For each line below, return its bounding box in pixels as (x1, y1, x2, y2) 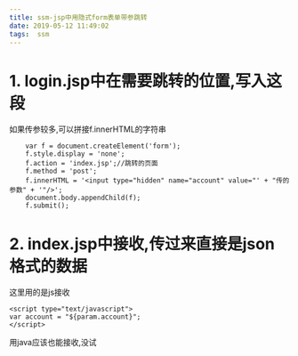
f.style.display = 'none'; (25, 150, 125, 158)
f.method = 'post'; (25, 166, 98, 176)
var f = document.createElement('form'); (25, 142, 181, 151)
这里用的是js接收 (9, 287, 70, 298)
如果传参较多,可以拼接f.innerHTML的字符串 (9, 124, 167, 134)
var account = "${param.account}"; (9, 312, 141, 321)
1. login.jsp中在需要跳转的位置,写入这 (9, 70, 283, 91)
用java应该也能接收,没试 (9, 337, 97, 348)
